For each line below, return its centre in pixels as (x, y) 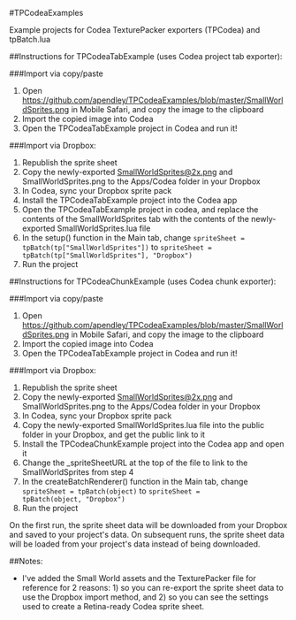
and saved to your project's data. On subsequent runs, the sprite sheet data (147, 535)
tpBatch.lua (30, 39)
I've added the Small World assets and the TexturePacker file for (139, 578)
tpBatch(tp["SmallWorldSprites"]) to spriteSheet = (117, 247)
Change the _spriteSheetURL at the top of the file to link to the (135, 463)
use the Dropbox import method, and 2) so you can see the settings (145, 597)
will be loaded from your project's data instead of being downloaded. (135, 544)
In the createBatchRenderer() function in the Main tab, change (135, 482)
